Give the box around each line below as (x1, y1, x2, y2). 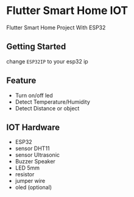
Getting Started (6, 41, 66, 52)
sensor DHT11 (15, 145, 50, 152)
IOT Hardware (6, 122, 60, 132)
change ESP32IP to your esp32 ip (6, 57, 88, 65)
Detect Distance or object (15, 104, 80, 112)
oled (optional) (15, 184, 52, 191)
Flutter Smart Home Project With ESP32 (6, 24, 106, 31)
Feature (6, 76, 37, 86)
